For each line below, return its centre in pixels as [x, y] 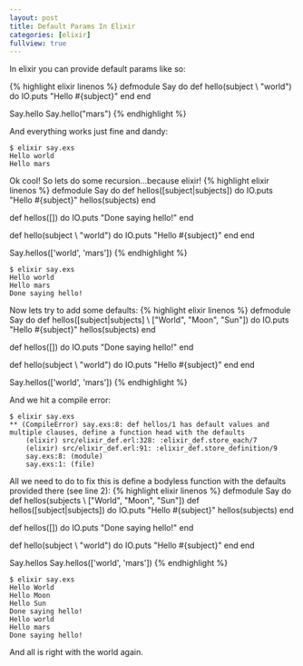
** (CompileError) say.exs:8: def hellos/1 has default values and [140, 425]
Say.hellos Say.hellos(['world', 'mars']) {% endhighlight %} [119, 563]
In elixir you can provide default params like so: [98, 69]
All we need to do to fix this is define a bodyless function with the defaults [148, 482]
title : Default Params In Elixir [73, 26]
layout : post [34, 18]
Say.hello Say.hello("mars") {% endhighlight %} [98, 114]
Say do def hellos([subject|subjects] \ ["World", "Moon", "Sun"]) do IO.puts [149, 320]
